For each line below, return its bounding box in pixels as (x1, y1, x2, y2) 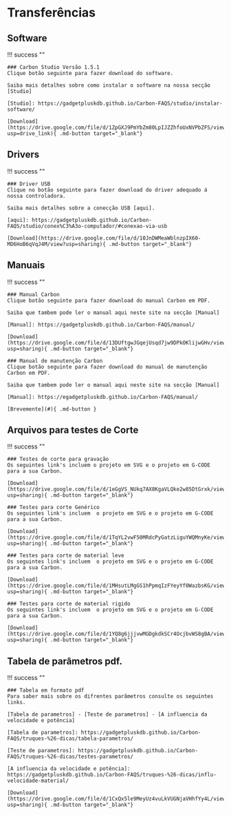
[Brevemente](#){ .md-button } (7, 405, 97, 413)
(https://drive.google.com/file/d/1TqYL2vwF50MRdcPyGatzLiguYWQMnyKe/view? (7, 534, 229, 541)
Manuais (7, 260, 45, 271)
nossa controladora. (7, 192, 67, 199)
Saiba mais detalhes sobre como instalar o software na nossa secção (7, 82, 211, 89)
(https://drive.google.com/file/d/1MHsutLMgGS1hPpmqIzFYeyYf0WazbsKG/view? (7, 582, 229, 590)
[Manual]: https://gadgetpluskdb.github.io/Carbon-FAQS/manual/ (7, 321, 195, 328)
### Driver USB (7, 180, 51, 187)
